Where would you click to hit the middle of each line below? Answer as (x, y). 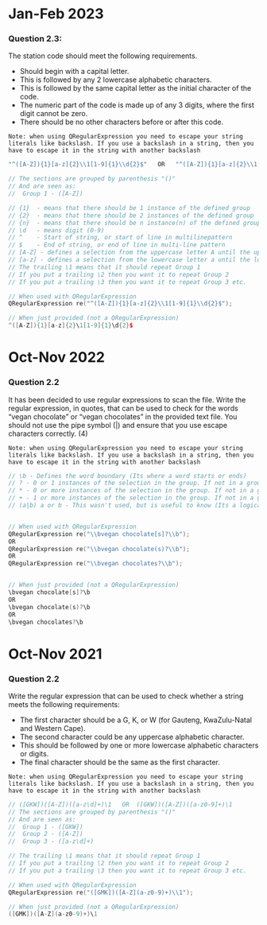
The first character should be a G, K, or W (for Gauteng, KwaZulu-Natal (136, 720)
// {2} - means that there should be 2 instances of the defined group (131, 216)
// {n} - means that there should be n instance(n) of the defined (124, 223)
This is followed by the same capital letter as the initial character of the (135, 88)
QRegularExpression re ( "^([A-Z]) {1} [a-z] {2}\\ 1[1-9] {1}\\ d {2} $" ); (120, 304)
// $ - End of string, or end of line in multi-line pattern (117, 245)
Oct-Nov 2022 (57, 358)
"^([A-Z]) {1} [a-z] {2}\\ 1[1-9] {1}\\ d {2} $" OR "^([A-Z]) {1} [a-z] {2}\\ (131, 165)
